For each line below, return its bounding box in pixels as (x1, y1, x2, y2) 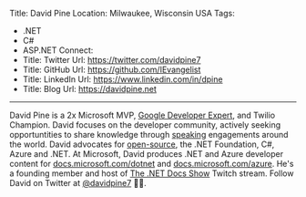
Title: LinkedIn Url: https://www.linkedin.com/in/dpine (22, 74, 223, 85)
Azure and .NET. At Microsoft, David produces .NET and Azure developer (9, 149, 284, 159)
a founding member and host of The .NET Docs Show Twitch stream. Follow (9, 168, 294, 179)
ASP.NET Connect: (22, 45, 94, 56)
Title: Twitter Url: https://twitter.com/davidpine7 (22, 55, 201, 65)
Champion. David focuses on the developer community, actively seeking (9, 119, 281, 130)
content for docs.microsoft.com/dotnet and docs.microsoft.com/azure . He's (9, 159, 294, 169)
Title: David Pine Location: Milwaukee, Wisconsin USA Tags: (9, 8, 235, 18)
